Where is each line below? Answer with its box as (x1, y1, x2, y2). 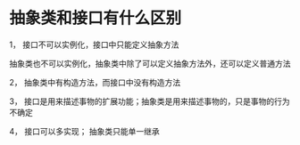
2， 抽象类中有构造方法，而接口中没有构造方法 (9, 77, 181, 87)
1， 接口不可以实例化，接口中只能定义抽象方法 (9, 39, 179, 50)
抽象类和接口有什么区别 (9, 8, 182, 28)
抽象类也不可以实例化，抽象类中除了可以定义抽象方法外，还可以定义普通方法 (9, 58, 291, 68)
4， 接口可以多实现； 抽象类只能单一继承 (9, 125, 160, 136)
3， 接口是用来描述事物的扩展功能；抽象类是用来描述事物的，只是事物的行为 (9, 95, 290, 107)
